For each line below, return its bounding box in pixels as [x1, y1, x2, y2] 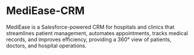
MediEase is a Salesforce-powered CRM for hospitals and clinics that [6, 23, 174, 30]
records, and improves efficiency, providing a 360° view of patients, [6, 36, 172, 43]
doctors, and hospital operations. [6, 42, 87, 49]
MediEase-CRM [6, 4, 85, 18]
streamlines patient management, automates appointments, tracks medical [6, 29, 188, 36]
